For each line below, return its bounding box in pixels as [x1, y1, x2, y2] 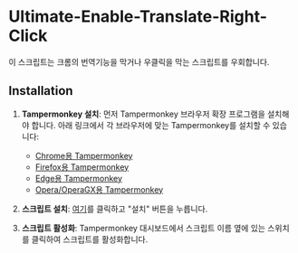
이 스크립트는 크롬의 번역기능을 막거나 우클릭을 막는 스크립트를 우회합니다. [8, 56, 270, 67]
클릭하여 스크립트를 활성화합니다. [31, 233, 149, 245]
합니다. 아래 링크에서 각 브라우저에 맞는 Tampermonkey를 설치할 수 [31, 119, 271, 130]
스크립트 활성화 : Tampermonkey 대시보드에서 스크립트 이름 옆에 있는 [21, 222, 266, 233]
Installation [8, 83, 73, 98]
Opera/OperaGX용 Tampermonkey [34, 183, 164, 195]
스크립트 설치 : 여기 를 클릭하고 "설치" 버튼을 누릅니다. [21, 203, 208, 214]
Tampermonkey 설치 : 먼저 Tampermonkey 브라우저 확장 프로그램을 [21, 108, 266, 119]
